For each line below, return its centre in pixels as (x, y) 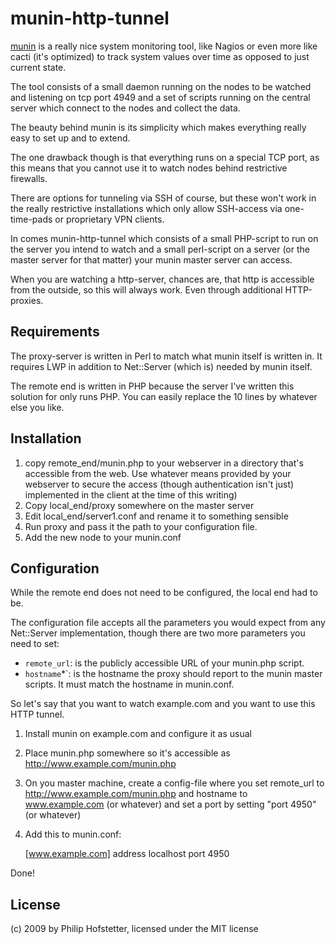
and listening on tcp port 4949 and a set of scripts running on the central (160, 97)
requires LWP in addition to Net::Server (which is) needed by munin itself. (161, 366)
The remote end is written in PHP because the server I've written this (152, 386)
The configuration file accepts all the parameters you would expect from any (168, 623)
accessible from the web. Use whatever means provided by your (158, 473)
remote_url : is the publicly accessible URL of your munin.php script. (164, 663)
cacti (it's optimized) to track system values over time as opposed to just (160, 56)
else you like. (37, 407)
